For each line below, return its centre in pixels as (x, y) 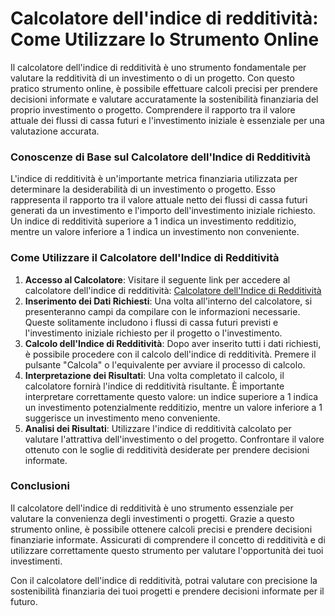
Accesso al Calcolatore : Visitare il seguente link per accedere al (157, 279)
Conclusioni (40, 486)
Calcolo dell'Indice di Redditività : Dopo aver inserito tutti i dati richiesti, (173, 343)
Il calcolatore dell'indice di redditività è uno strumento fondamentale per (158, 67)
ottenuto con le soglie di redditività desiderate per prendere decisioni (167, 449)
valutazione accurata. (55, 131)
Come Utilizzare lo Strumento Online (165, 39)
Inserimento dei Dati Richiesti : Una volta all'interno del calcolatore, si (168, 301)
